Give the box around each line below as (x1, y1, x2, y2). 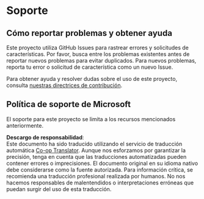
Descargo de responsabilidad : (6, 133, 84, 141)
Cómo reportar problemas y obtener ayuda (6, 28, 173, 38)
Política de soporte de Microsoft (6, 99, 131, 110)
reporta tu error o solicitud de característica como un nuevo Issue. (6, 63, 173, 71)
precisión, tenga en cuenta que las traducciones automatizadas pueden (6, 153, 187, 160)
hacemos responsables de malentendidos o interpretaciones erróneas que (6, 179, 194, 186)
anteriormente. (6, 122, 44, 129)
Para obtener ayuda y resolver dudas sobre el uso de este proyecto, (6, 75, 178, 82)
